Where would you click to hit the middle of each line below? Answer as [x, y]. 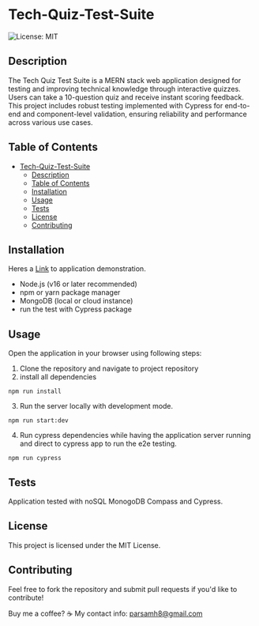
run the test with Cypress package [76, 309]
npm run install [35, 392]
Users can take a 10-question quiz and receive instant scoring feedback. [126, 97]
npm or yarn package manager [70, 292]
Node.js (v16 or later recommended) [79, 284]
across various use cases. [51, 122]
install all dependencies [58, 377]
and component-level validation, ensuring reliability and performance [135, 114]
